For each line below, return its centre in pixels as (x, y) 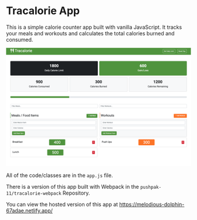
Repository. (76, 193)
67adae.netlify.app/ (29, 211)
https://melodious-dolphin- (152, 204)
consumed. (20, 39)
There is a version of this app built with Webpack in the (73, 186)
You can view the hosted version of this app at (62, 204)
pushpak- (151, 187)
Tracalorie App (43, 11)
